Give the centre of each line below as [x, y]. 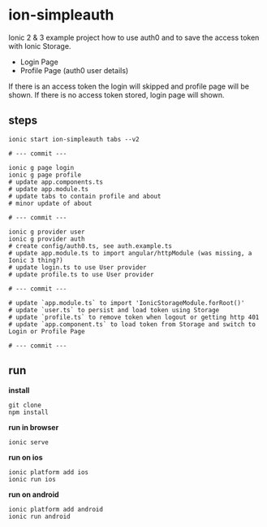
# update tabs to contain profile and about [85, 196]
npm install [28, 412]
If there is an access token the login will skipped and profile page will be [129, 86]
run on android [34, 494]
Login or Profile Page [47, 331]
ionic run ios [32, 479]
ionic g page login [41, 168]
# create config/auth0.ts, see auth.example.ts [90, 246]
